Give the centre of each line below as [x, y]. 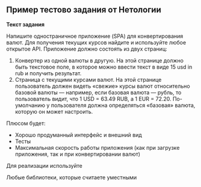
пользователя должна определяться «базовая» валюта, [123, 105]
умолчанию [30, 105]
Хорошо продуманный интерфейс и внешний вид [79, 135]
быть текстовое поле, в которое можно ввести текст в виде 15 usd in [104, 67]
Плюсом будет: [26, 123]
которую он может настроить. [54, 111]
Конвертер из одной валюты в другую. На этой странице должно [99, 60]
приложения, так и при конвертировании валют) [77, 154]
